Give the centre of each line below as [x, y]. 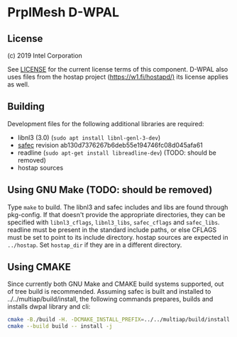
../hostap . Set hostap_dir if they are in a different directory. [95, 245]
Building [26, 107]
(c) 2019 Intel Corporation [45, 55]
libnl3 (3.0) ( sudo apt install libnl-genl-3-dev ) [89, 137]
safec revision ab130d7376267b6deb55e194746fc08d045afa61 [110, 145]
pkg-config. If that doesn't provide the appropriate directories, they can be [116, 214]
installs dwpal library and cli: [49, 306]
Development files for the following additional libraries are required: [106, 123]
